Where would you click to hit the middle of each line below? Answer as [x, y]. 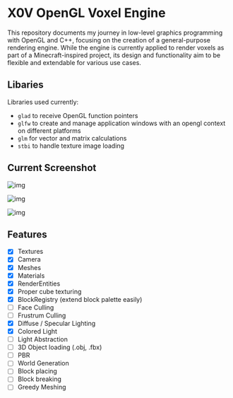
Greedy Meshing [42, 387]
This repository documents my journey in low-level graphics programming [115, 33]
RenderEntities [39, 283]
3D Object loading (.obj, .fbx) [60, 347]
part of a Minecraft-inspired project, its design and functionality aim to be [114, 55]
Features [27, 234]
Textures [30, 252]
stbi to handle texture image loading [71, 146]
